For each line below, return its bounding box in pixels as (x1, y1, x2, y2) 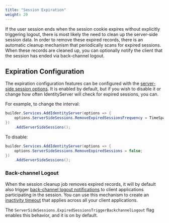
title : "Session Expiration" (5, 7, 66, 13)
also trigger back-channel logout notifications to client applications (5, 186, 144, 192)
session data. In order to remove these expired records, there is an (5, 36, 143, 43)
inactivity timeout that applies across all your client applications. (5, 197, 138, 203)
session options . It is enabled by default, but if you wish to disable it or (15, 86, 161, 92)
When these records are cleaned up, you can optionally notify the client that (5, 47, 162, 53)
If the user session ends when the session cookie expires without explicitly (5, 26, 160, 32)
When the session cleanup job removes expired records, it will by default (5, 181, 156, 187)
